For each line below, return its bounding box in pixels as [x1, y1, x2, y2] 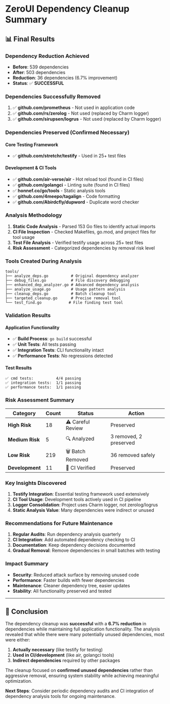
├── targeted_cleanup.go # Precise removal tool [5, 296, 121, 301]
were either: [5, 637, 30, 643]
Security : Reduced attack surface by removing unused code [12, 572, 139, 578]
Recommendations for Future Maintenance [5, 519, 113, 526]
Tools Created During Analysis [5, 257, 82, 264]
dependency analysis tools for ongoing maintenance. [5, 693, 116, 699]
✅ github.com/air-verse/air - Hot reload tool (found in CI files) [12, 176, 144, 182]
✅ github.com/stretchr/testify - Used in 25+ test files [12, 153, 126, 159]
